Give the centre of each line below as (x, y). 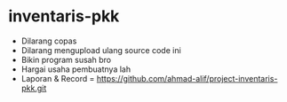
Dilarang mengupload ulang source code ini (101, 50)
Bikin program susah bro (66, 59)
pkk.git (34, 88)
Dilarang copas (49, 41)
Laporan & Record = (58, 78)
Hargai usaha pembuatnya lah (76, 69)
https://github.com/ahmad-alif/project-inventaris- (187, 78)
